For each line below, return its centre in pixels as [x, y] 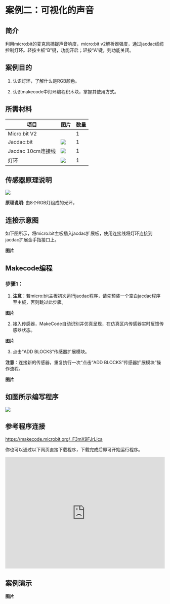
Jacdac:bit [20, 141]
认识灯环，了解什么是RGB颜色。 [46, 81]
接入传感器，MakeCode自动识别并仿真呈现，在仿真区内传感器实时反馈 [86, 324]
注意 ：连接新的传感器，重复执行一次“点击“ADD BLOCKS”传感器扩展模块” [81, 362]
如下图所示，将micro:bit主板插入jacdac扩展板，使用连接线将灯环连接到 [79, 233]
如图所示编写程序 [32, 397]
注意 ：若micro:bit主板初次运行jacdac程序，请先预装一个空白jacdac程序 [87, 296]
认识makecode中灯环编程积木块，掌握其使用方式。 [66, 91]
